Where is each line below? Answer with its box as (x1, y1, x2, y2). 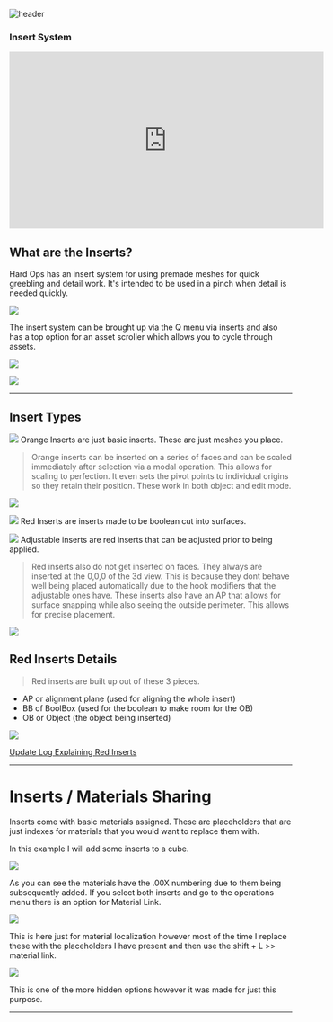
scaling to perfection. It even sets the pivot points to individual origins (31, 470, 289, 481)
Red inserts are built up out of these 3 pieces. (31, 675, 200, 687)
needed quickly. (9, 288, 69, 298)
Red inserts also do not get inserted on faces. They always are (31, 561, 263, 572)
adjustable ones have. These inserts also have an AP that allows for (31, 590, 281, 600)
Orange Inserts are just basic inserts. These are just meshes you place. (20, 434, 284, 445)
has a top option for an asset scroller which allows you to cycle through (9, 332, 274, 342)
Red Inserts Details (9, 652, 118, 667)
